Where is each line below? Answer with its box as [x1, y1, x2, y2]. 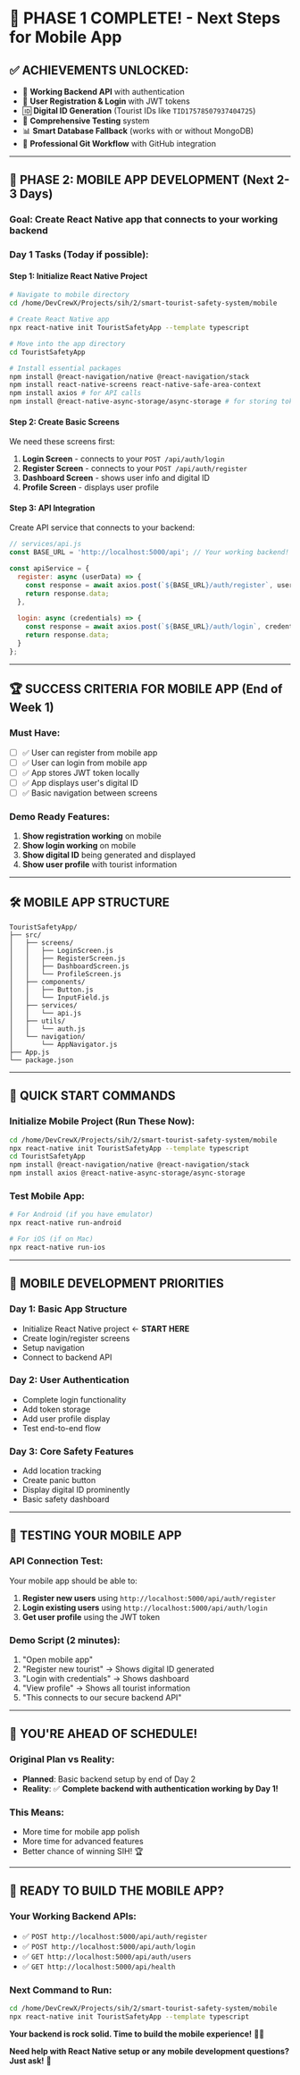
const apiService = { [9, 564, 90, 573]
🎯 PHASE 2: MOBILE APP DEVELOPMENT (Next [9, 173, 275, 188]
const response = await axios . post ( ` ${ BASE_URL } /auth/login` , [25, 622, 262, 631]
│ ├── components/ [9, 977, 87, 986]
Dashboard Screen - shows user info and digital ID [21, 473, 210, 484]
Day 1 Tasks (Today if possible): [9, 249, 149, 261]
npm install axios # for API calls [9, 389, 142, 398]
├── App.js [9, 1048, 50, 1057]
